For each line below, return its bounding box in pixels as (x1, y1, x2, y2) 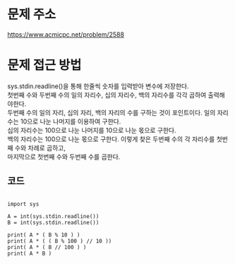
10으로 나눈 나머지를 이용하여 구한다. (20, 117, 121, 126)
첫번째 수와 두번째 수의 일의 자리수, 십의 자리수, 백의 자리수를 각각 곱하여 (7, 90, 207, 99)
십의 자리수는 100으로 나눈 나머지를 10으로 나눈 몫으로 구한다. (7, 126, 176, 134)
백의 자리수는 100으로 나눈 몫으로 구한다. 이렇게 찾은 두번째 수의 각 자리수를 (7, 135, 215, 143)
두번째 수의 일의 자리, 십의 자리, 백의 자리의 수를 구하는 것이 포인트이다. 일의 (7, 108, 216, 116)
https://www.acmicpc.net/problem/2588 (7, 30, 125, 39)
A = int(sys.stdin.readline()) (7, 212, 100, 220)
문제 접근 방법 (7, 57, 82, 73)
